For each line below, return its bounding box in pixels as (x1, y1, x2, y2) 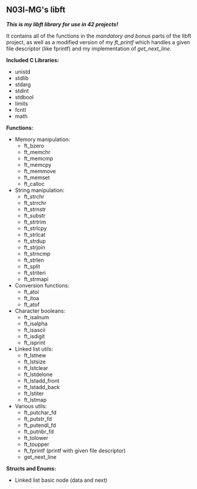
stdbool (14, 93, 34, 100)
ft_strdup (23, 237, 46, 244)
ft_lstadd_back (23, 383, 60, 390)
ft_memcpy (23, 161, 52, 168)
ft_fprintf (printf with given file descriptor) (23, 447, 126, 454)
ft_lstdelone (23, 371, 53, 378)
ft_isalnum (23, 313, 50, 320)
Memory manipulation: (14, 136, 70, 143)
